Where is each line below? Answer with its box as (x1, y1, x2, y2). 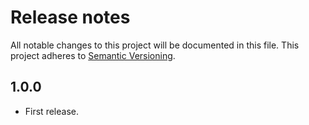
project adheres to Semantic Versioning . (10, 49, 176, 61)
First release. (24, 105, 79, 117)
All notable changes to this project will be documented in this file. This (10, 39, 300, 51)
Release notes (10, 6, 131, 29)
